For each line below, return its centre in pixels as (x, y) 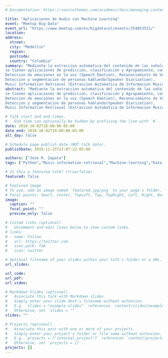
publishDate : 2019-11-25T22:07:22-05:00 (48, 149)
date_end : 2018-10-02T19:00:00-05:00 (44, 131)
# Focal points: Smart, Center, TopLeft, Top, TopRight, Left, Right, (80, 195)
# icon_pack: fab (25, 246)
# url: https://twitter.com (37, 242)
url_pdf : (14, 278)
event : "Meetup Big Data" (32, 24)
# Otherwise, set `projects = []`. (44, 343)
